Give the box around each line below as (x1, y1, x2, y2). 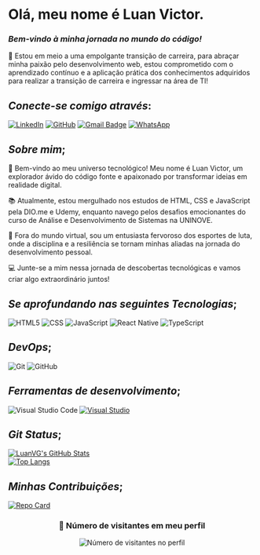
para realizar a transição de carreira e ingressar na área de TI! (8, 76, 209, 86)
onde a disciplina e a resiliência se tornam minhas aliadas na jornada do (8, 239, 241, 249)
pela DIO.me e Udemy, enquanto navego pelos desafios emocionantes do (8, 207, 246, 217)
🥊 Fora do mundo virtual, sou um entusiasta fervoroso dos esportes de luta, (8, 231, 253, 240)
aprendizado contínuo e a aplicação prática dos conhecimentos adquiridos (8, 68, 251, 78)
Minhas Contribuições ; (8, 480, 123, 493)
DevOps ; (8, 341, 53, 354)
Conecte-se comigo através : (8, 99, 152, 112)
